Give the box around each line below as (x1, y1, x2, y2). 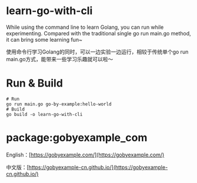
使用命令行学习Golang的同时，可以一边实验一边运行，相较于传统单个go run (6, 48, 189, 55)
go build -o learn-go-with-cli (6, 111, 83, 117)
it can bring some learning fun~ (6, 36, 82, 43)
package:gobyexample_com (6, 131, 148, 145)
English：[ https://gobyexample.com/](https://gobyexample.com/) (6, 151, 165, 158)
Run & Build (6, 76, 64, 90)
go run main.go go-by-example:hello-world (6, 101, 112, 107)
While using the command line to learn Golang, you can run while (6, 24, 164, 31)
